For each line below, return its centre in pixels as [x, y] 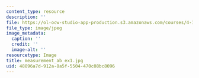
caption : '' [26, 39]
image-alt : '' [29, 50]
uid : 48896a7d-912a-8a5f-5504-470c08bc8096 [61, 66]
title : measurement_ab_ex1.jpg [45, 60]
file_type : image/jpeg [34, 28]
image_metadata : [26, 33]
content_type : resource [36, 11]
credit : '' [25, 45]
